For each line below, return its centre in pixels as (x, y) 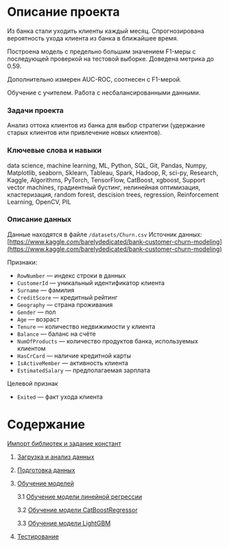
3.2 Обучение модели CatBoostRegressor (77, 510)
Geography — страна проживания (65, 304)
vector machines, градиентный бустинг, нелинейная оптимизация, (104, 187)
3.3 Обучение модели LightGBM (64, 523)
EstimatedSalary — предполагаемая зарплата (84, 370)
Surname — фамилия (46, 290)
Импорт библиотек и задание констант (64, 443)
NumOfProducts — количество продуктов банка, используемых (108, 341)
